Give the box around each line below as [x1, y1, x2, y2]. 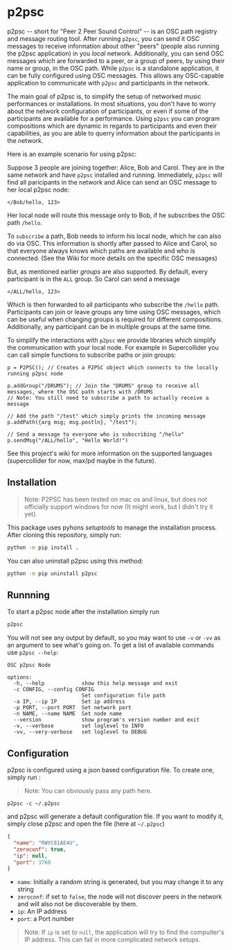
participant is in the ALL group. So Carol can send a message [7, 275, 180, 283]
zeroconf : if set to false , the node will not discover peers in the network [17, 892, 222, 901]
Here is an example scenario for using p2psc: [7, 150, 137, 158]
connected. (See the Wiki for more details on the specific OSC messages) [7, 254, 218, 262]
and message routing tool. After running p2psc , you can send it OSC [7, 34, 200, 42]
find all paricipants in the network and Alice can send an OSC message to [7, 178, 217, 186]
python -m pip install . [7, 544, 79, 551]
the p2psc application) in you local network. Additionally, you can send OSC [7, 49, 224, 58]
